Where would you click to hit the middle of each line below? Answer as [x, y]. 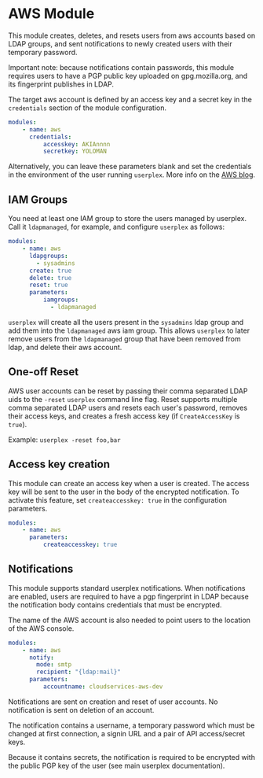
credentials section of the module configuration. [88, 108]
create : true [50, 271]
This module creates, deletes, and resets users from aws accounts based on [132, 35]
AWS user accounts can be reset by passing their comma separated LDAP [128, 391]
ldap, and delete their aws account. [65, 347]
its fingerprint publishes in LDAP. [61, 84]
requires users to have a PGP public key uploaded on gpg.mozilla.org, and [128, 76]
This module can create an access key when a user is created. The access [129, 483]
